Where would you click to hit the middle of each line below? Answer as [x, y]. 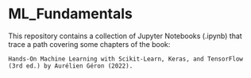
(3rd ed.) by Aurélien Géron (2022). [71, 66]
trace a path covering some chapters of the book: [89, 44]
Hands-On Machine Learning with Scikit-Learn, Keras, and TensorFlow [126, 59]
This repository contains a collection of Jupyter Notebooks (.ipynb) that [125, 36]
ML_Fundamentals [71, 14]
